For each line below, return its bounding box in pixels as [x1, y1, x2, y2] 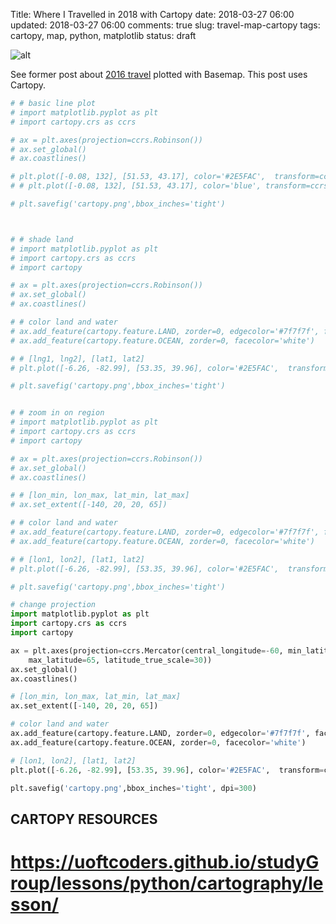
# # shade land [10, 234, 74, 244]
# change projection [10, 600, 97, 610]
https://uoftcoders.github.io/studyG [10, 850, 320, 873]
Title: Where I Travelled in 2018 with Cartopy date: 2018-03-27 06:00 [10, 9, 295, 20]
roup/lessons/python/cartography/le [10, 872, 324, 894]
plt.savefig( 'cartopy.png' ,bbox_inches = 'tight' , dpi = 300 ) [10, 783, 257, 793]
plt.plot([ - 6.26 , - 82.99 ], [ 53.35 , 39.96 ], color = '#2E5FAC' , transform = [10, 765, 325, 775]
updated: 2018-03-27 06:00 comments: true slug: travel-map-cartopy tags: [10, 19, 321, 31]
